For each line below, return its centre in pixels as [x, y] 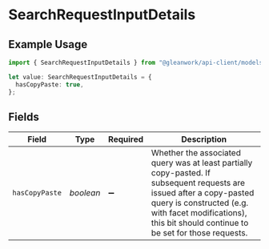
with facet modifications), [199, 213]
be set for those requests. [199, 233]
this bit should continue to [200, 223]
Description [204, 139]
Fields [24, 116]
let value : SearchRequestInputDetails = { [80, 77]
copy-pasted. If [181, 173]
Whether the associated [196, 153]
